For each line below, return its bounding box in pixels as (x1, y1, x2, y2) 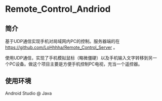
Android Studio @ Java (5, 90, 52, 96)
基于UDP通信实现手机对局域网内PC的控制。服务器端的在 (5, 38, 120, 44)
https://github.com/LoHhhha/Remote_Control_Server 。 (5, 44, 118, 50)
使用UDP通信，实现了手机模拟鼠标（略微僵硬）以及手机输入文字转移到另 (5, 55, 153, 61)
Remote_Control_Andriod (5, 3, 111, 15)
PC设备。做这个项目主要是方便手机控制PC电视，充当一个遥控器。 (9, 61, 143, 67)
